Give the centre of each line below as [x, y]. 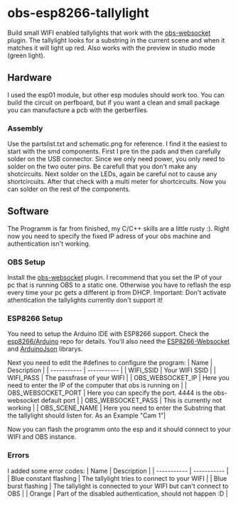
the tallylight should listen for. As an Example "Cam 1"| [87, 416]
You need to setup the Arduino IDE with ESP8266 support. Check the [108, 334]
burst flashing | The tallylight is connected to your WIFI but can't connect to [118, 486]
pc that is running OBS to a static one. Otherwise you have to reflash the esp [119, 285]
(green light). [26, 55]
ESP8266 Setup [35, 319]
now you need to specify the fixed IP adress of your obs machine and [109, 236]
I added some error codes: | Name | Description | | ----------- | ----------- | [118, 471]
